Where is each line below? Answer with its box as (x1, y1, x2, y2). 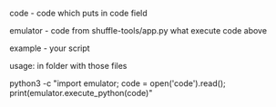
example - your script (9, 43, 90, 53)
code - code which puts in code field (9, 8, 148, 18)
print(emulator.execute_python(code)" (9, 88, 153, 98)
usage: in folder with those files (9, 61, 128, 71)
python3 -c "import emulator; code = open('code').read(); (9, 78, 226, 89)
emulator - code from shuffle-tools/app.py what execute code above (9, 25, 267, 35)
